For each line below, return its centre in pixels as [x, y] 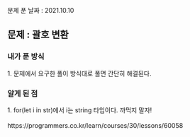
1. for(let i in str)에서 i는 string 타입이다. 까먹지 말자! [80, 110]
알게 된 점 [22, 93]
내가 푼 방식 [26, 56]
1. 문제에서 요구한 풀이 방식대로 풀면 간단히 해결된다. [79, 73]
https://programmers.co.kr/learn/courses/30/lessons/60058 [95, 125]
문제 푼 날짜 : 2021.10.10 [41, 10]
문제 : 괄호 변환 [38, 35]
